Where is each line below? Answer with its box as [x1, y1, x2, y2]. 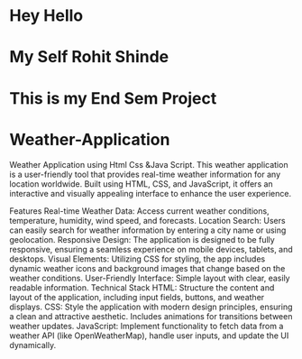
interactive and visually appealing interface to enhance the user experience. [9, 188, 291, 198]
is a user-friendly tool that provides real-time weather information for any [9, 169, 281, 179]
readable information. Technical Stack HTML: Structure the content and [9, 281, 275, 293]
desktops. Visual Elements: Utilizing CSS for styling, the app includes [9, 253, 266, 264]
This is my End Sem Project [9, 87, 217, 108]
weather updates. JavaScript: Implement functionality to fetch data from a [9, 320, 284, 331]
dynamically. [9, 339, 57, 350]
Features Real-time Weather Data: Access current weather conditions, [9, 205, 270, 216]
